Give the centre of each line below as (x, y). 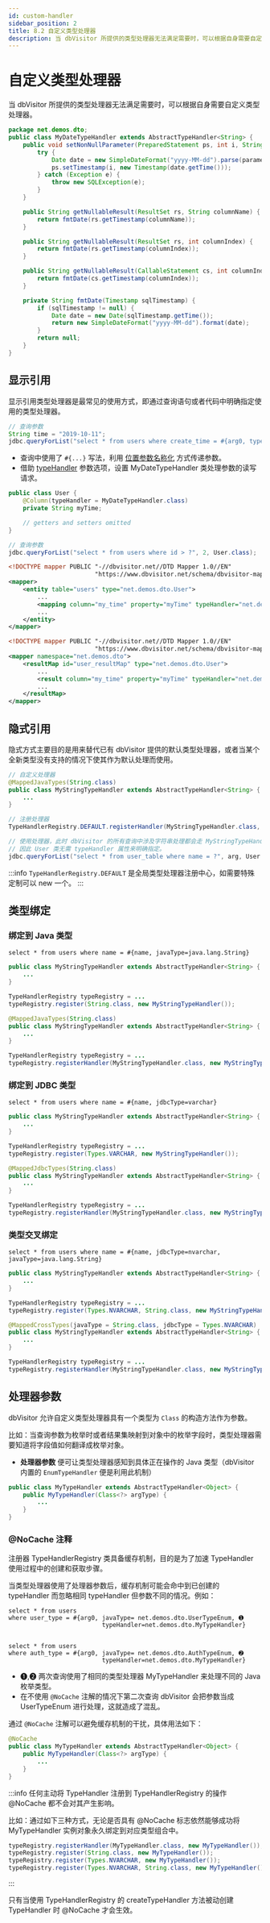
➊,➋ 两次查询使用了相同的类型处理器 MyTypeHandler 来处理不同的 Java (140, 1676)
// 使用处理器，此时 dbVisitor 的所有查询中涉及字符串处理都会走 (105, 842)
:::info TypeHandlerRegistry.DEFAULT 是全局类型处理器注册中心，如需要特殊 (132, 872)
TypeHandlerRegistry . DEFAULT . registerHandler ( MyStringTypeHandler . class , (135, 827)
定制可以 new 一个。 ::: (46, 883)
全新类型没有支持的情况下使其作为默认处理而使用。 (93, 760)
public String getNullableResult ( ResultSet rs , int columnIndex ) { (138, 241)
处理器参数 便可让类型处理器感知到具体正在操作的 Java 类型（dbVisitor (137, 1462)
